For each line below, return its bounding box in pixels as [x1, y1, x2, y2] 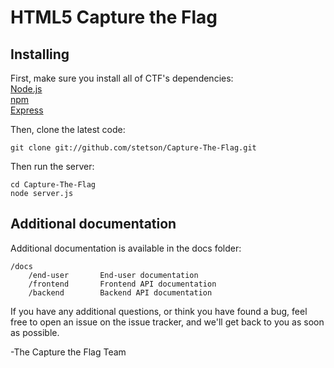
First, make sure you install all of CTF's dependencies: [10, 72, 234, 84]
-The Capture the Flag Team [10, 346, 127, 358]
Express [10, 104, 44, 116]
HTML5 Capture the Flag [10, 6, 218, 29]
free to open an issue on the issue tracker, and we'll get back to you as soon [10, 316, 325, 328]
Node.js [10, 83, 43, 95]
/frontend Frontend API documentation [28, 279, 217, 289]
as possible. [10, 326, 60, 338]
